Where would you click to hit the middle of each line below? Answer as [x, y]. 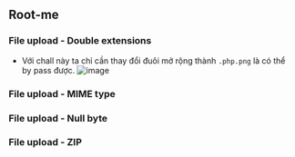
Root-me [34, 15]
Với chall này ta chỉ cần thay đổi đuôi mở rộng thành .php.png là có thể [153, 60]
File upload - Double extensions [80, 41]
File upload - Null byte [58, 118]
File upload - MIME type [62, 93]
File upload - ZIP [46, 142]
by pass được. [48, 70]
